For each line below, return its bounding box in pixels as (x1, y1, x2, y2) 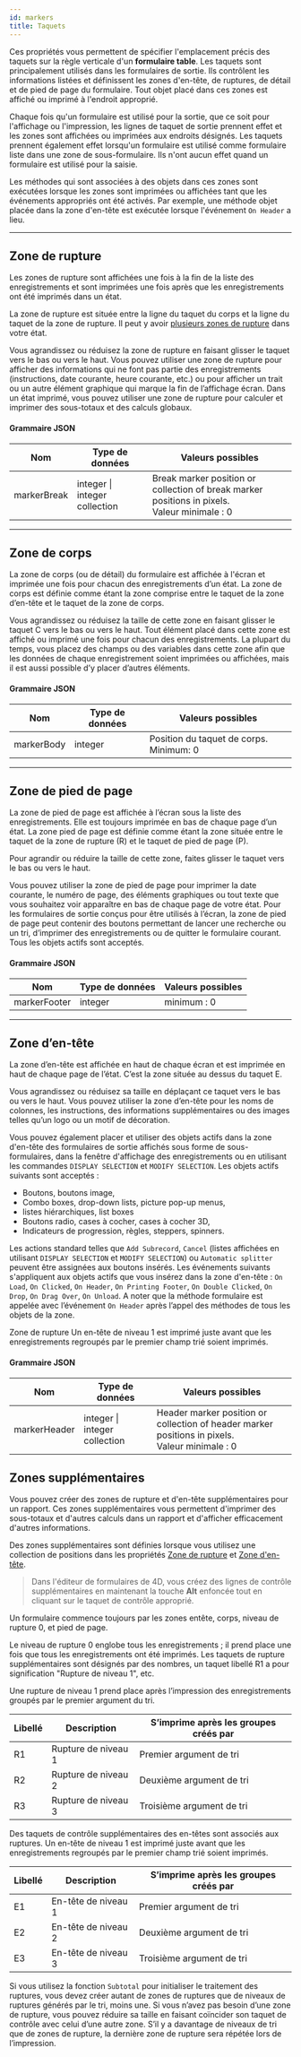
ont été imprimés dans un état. (9, 291, 123, 302)
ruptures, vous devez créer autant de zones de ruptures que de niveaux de (9, 1991, 286, 2001)
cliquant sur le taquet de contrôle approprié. (30, 1595, 194, 1606)
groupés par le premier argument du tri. (9, 1695, 155, 1706)
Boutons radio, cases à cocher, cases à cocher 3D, (21, 1216, 211, 1227)
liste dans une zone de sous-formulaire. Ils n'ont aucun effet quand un (9, 149, 269, 160)
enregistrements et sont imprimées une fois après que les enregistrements (9, 281, 285, 292)
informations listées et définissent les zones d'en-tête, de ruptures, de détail (9, 74, 291, 85)
